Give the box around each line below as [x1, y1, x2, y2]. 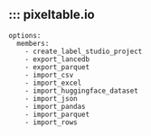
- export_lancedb [24, 54, 90, 64]
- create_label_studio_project [24, 47, 143, 56]
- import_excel [24, 78, 82, 87]
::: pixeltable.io [8, 7, 96, 23]
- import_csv [24, 70, 74, 79]
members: [16, 39, 50, 48]
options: [8, 31, 42, 40]
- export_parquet [24, 62, 90, 71]
